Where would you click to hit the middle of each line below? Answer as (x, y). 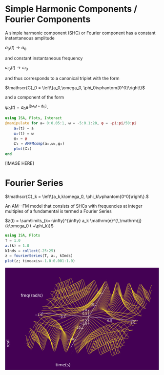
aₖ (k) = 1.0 (17, 246)
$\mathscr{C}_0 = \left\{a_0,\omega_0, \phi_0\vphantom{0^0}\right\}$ (75, 88)
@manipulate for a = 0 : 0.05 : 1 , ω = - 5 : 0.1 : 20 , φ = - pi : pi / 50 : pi (71, 123)
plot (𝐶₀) (23, 149)
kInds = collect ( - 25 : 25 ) (30, 251)
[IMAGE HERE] (20, 163)
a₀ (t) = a (24, 128)
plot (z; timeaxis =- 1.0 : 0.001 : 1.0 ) (40, 261)
